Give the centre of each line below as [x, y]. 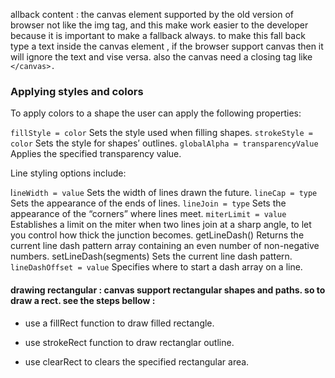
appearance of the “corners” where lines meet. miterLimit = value [148, 214]
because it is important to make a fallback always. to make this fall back [158, 35]
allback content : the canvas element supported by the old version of [152, 14]
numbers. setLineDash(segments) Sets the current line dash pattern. [151, 256]
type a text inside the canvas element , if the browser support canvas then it [167, 46]
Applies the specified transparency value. [96, 154]
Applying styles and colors [77, 91]
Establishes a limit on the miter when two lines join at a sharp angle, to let [161, 225]
